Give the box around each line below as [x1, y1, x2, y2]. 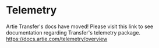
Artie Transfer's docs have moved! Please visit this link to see [6, 23, 153, 30]
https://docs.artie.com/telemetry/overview [6, 35, 108, 42]
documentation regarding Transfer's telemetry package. [6, 29, 141, 36]
